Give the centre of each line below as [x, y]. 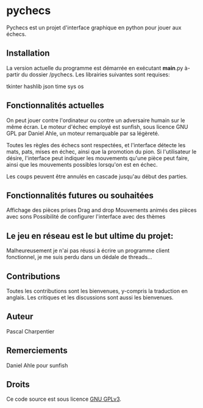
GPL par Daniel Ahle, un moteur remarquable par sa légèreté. [83, 133]
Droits [18, 384]
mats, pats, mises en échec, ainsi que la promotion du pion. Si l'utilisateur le [101, 151]
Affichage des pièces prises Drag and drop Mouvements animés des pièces [101, 210]
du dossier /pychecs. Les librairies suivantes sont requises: [95, 75]
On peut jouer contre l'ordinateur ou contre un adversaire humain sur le [96, 120]
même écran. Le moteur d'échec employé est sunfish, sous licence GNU [97, 126]
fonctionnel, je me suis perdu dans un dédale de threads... [79, 257]
